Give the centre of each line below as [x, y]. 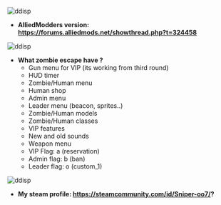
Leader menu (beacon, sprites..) [76, 106]
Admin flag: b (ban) [57, 159]
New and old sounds [58, 136]
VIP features [47, 128]
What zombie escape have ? [60, 60]
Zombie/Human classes [63, 121]
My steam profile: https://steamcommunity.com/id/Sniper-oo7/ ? [116, 194]
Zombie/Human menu [60, 83]
